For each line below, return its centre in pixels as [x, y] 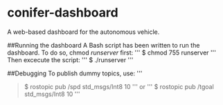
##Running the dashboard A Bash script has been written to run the [104, 45]
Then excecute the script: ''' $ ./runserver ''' [70, 59]
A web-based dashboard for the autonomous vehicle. [83, 32]
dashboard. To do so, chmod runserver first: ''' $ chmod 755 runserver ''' [112, 52]
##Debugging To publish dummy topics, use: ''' [75, 73]
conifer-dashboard [63, 13]
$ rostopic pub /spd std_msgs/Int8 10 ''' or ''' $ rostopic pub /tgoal [119, 86]
